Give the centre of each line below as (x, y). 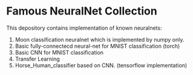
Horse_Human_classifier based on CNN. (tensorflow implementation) (101, 65)
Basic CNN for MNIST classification (59, 52)
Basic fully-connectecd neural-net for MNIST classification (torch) (97, 46)
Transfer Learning (38, 59)
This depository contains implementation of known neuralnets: (84, 28)
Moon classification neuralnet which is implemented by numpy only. (100, 39)
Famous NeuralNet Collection (82, 11)
